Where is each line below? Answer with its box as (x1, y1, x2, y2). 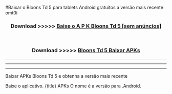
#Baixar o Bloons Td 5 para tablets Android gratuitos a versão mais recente (5, 5, 164, 10)
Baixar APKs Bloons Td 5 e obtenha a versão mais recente (5, 73, 128, 79)
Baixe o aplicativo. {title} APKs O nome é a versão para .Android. (5, 83, 142, 89)
